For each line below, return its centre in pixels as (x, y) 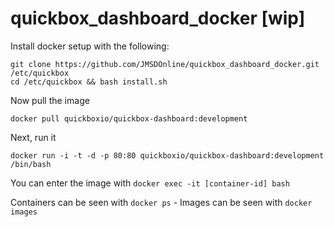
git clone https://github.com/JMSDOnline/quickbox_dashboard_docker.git (165, 64)
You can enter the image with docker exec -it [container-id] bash (150, 183)
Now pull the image (50, 100)
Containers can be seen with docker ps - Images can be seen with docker (161, 202)
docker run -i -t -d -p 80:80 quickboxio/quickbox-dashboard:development (167, 155)
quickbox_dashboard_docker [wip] (158, 18)
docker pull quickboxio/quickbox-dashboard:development (129, 118)
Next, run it (33, 137)
